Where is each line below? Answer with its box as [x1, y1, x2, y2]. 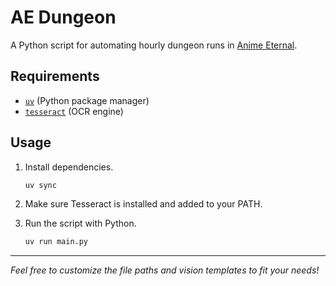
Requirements [10, 68, 100, 85]
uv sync [24, 180, 57, 190]
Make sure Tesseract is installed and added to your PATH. [24, 198, 263, 210]
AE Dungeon [10, 6, 117, 29]
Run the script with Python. [24, 217, 137, 230]
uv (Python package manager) [24, 94, 150, 106]
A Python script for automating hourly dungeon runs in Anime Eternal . [10, 39, 298, 51]
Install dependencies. [24, 161, 114, 173]
